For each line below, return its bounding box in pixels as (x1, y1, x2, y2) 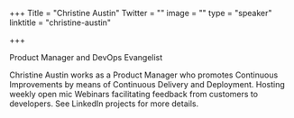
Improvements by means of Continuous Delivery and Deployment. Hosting (9, 79, 286, 89)
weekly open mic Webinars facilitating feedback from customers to (9, 89, 259, 99)
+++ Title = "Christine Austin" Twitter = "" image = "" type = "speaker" (9, 8, 272, 18)
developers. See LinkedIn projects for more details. (9, 98, 199, 109)
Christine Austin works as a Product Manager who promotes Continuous (9, 69, 279, 80)
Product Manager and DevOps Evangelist (9, 52, 163, 62)
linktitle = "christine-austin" (9, 17, 111, 28)
